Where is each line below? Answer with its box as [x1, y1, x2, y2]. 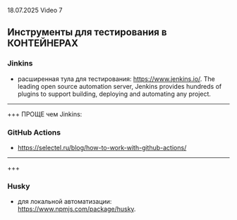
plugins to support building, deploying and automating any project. [17, 90, 212, 98]
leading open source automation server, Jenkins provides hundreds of [17, 82, 222, 90]
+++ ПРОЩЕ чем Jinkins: [7, 109, 83, 118]
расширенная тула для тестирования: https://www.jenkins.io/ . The [17, 74, 215, 83]
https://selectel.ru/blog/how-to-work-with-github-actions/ [17, 143, 187, 152]
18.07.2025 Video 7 [7, 6, 63, 14]
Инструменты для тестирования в [7, 26, 167, 38]
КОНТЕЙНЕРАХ [7, 37, 79, 49]
